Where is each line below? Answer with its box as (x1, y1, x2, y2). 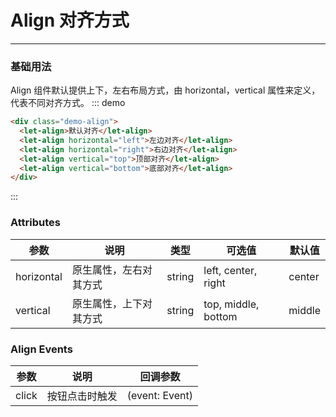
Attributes (10, 216, 61, 230)
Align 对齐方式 (10, 9, 130, 32)
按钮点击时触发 (46, 389, 118, 403)
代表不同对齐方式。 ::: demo (10, 97, 126, 109)
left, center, (203, 263, 258, 277)
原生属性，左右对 (71, 262, 153, 276)
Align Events (10, 342, 73, 356)
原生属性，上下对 (71, 296, 153, 310)
